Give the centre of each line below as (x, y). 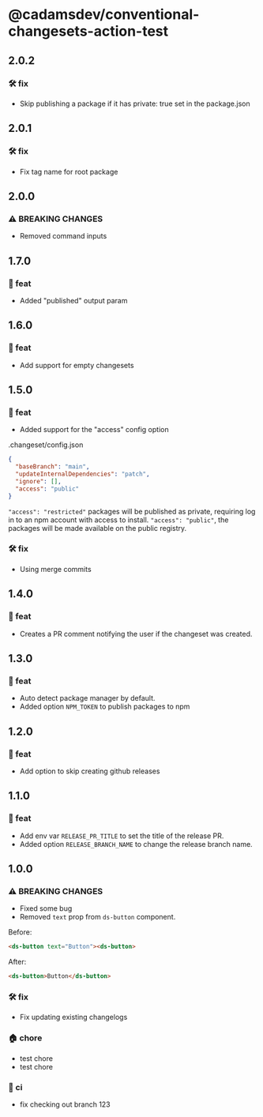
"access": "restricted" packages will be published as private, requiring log (132, 511)
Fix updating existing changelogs (73, 1017)
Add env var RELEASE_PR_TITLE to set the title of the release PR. (122, 836)
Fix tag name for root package (69, 171)
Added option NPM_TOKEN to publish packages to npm (105, 707)
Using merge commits (56, 569)
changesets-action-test (88, 31)
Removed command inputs (63, 236)
